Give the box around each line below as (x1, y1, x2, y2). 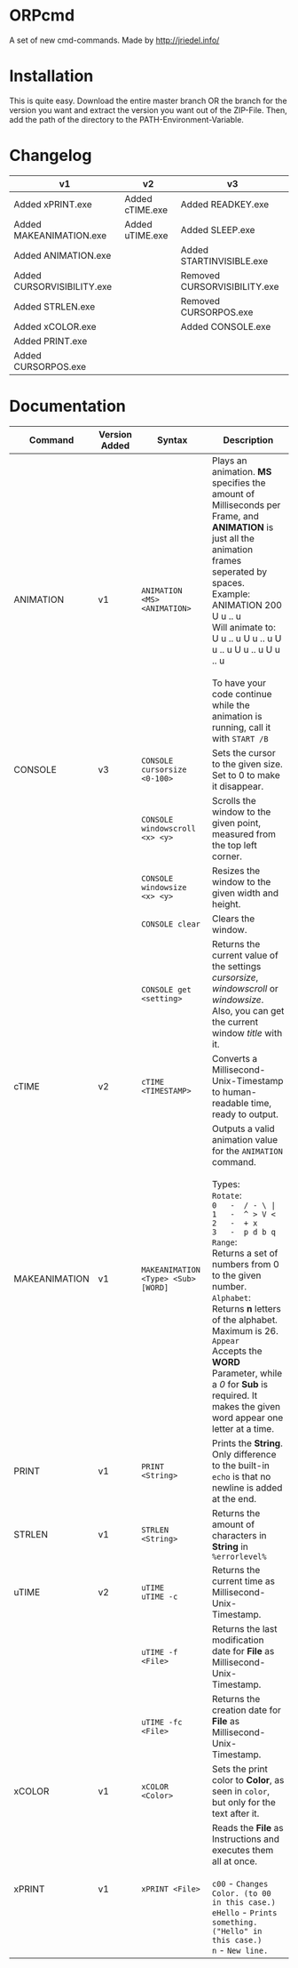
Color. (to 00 (211, 1888, 272, 1899)
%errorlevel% (211, 1551, 267, 1562)
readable (211, 1096, 249, 1109)
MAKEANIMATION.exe (13, 229, 107, 241)
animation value (211, 1133, 278, 1145)
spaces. (211, 576, 246, 589)
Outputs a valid (211, 1122, 275, 1135)
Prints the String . (211, 1437, 284, 1450)
